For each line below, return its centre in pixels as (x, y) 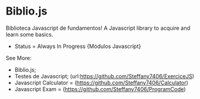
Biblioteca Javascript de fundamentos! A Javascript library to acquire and (98, 28)
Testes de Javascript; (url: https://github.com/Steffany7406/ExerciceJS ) (104, 76)
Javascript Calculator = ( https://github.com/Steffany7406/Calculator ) (101, 83)
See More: (19, 58)
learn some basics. (30, 34)
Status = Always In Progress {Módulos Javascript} (78, 46)
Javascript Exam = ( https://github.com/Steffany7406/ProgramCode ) (100, 89)
